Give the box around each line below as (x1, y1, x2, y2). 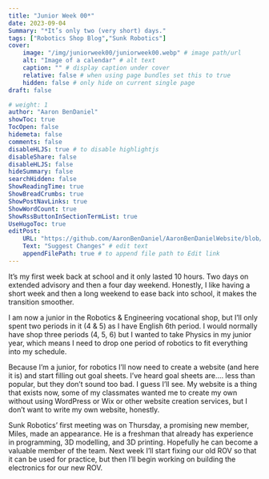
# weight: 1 (8, 101, 48, 109)
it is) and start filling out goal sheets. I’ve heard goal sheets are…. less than (8, 370, 255, 380)
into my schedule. (8, 346, 67, 356)
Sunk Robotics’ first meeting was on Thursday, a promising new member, (8, 420, 250, 429)
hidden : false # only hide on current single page (22, 78, 195, 87)
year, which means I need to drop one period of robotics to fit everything (8, 338, 248, 348)
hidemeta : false (8, 131, 62, 139)
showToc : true (8, 115, 56, 124)
